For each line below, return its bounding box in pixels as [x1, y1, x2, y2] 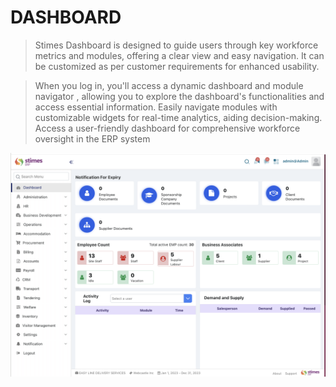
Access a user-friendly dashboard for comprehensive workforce [34, 122, 301, 134]
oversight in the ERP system [34, 132, 151, 145]
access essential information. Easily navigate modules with [34, 101, 278, 113]
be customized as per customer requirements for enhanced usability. [34, 60, 320, 72]
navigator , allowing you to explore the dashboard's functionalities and [34, 90, 325, 102]
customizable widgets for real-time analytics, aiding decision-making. [34, 111, 323, 123]
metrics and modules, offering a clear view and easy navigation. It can [34, 49, 325, 61]
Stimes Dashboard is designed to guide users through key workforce [34, 39, 319, 51]
